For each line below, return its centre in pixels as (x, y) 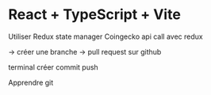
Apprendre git (31, 82)
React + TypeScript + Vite (94, 15)
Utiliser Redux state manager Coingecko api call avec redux (106, 36)
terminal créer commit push (54, 67)
